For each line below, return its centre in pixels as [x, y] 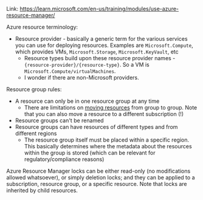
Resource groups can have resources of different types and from [96, 127]
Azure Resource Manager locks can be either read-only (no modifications [98, 171]
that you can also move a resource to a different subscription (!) [104, 114]
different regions [36, 133]
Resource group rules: [34, 89]
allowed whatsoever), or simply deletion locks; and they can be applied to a [101, 178]
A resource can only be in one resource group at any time [87, 101]
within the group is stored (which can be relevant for [90, 153]
